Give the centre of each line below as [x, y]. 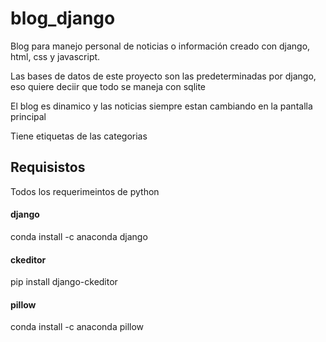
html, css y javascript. [55, 56]
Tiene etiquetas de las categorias [79, 136]
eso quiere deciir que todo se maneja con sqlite [108, 86]
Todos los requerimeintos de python [85, 191]
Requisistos [48, 167]
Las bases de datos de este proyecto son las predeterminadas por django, [163, 76]
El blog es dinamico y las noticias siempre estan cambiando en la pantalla [161, 106]
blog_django [63, 18]
